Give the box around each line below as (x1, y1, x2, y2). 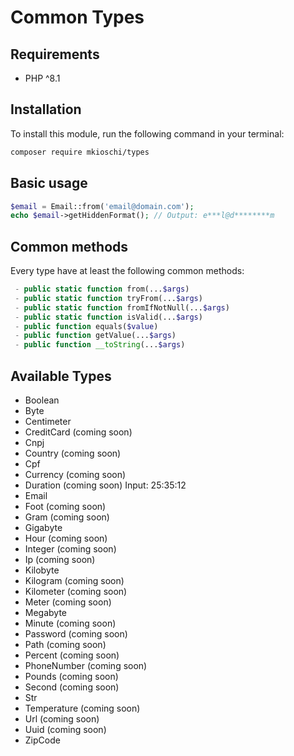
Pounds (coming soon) (24, 671, 119, 682)
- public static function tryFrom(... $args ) (14, 293, 203, 303)
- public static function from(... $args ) (14, 284, 190, 295)
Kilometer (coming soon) (24, 586, 128, 597)
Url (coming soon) (24, 713, 100, 725)
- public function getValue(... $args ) (14, 331, 177, 341)
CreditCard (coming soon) (24, 426, 133, 438)
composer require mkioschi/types (10, 147, 150, 157)
